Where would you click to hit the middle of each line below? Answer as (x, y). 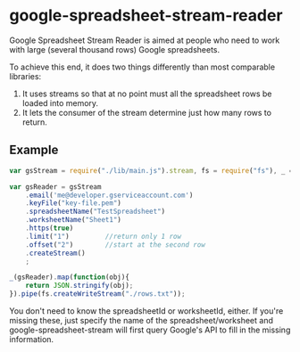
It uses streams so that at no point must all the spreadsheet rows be (147, 94)
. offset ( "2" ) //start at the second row (115, 245)
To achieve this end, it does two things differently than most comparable (142, 67)
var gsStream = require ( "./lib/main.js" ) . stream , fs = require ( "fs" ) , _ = (151, 170)
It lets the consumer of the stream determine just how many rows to (147, 112)
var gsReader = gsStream (55, 187)
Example (34, 150)
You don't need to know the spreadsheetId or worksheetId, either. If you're (146, 311)
